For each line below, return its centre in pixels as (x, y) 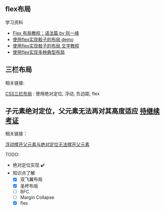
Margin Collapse (37, 197)
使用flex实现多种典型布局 (38, 52)
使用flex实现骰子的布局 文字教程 (46, 46)
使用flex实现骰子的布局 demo (43, 39)
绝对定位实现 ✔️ (29, 165)
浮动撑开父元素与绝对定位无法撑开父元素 (47, 145)
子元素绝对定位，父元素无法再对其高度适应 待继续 (82, 111)
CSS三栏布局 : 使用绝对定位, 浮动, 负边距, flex (53, 93)
